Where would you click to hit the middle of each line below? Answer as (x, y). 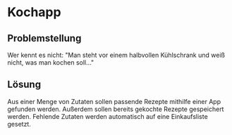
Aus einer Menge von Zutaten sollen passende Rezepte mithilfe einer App (114, 101)
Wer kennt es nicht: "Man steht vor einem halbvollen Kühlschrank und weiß (116, 55)
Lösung (24, 85)
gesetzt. (19, 124)
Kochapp (34, 12)
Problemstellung (44, 38)
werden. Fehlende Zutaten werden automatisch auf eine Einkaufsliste (108, 116)
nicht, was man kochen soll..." (50, 63)
